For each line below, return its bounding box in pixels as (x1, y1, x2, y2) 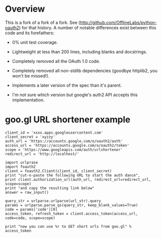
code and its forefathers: (5, 30, 54, 36)
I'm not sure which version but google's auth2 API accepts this (12, 92, 138, 98)
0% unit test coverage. (12, 39, 58, 45)
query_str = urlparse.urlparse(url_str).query (5, 198, 101, 203)
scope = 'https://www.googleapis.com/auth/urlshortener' (5, 147, 123, 152)
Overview (5, 3, 45, 15)
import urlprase (5, 160, 38, 165)
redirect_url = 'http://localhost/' (5, 151, 79, 157)
